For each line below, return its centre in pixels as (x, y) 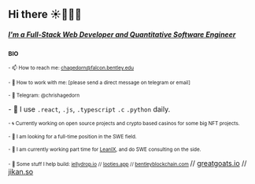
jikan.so (21, 172)
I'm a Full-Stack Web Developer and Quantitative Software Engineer (122, 34)
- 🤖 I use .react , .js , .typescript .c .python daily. (89, 109)
